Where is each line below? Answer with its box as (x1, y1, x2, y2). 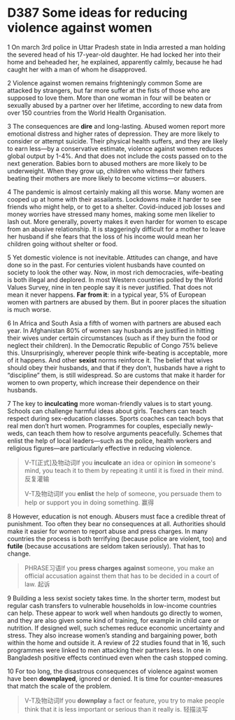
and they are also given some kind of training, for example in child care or (7, 616, 220, 624)
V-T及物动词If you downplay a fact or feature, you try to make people (24, 696, 225, 705)
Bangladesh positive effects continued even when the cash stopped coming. (7, 653, 228, 662)
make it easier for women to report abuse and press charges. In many (7, 527, 208, 535)
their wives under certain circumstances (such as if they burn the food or (7, 334, 218, 342)
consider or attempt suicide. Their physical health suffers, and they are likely (7, 136, 228, 145)
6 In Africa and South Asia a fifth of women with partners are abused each (7, 318, 222, 327)
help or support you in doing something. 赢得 (24, 498, 155, 507)
